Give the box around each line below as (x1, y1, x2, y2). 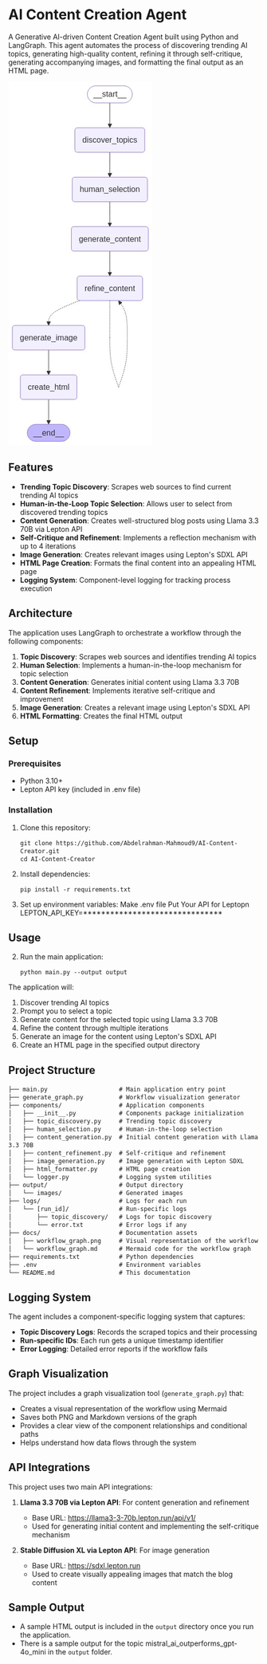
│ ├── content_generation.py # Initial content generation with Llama (8, 1134, 259, 1142)
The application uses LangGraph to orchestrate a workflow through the (8, 627, 241, 637)
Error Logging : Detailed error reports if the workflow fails (19, 1343, 208, 1353)
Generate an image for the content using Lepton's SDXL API (19, 1032, 217, 1041)
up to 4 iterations (19, 541, 77, 551)
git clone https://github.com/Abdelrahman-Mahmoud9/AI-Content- (19, 839, 238, 847)
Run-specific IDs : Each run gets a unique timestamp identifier (19, 1336, 224, 1345)
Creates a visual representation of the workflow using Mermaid (19, 1403, 227, 1413)
